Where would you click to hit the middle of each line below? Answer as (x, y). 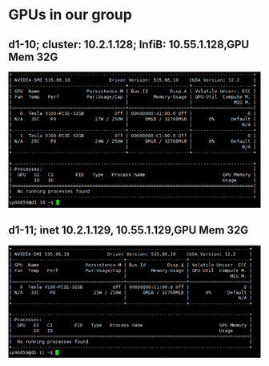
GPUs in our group (70, 15)
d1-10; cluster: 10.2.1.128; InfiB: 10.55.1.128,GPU (129, 45)
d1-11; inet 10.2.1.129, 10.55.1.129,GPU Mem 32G (128, 230)
